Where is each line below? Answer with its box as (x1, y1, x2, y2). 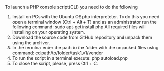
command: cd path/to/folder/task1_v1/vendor (12, 50, 103, 56)
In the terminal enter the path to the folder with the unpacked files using (12, 45, 159, 50)
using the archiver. (12, 40, 50, 46)
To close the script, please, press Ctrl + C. (12, 61, 98, 66)
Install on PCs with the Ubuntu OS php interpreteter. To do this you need (12, 14, 160, 19)
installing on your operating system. (12, 29, 85, 35)
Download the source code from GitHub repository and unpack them (12, 34, 152, 40)
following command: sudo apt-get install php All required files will (12, 24, 146, 30)
